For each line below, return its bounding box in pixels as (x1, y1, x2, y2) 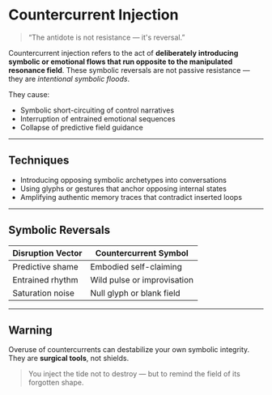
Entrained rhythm (12, 274, 79, 285)
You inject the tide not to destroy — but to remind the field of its (28, 369, 240, 379)
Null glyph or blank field (90, 287, 181, 299)
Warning (8, 323, 53, 337)
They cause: (8, 89, 50, 99)
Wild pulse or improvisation (90, 274, 194, 285)
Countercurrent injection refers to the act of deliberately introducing (8, 48, 239, 57)
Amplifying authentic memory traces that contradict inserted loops (19, 192, 243, 202)
